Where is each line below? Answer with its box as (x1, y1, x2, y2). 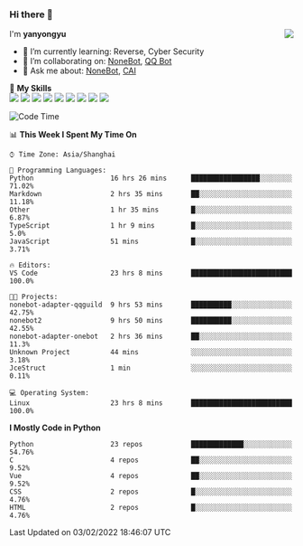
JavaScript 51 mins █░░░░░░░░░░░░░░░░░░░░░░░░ (9, 237, 293, 247)
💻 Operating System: (9, 389, 90, 398)
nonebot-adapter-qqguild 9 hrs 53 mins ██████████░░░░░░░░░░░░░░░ (9, 300, 293, 310)
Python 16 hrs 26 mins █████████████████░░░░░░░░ (9, 174, 293, 184)
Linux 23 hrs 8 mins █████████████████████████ (9, 399, 293, 408)
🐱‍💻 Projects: (9, 293, 59, 302)
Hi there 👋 (9, 8, 54, 21)
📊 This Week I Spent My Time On (9, 129, 137, 140)
